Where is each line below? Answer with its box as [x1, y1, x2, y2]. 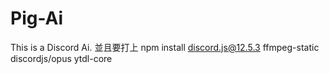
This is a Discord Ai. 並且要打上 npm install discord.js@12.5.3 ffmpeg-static [10, 41, 320, 53]
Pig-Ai [10, 7, 64, 30]
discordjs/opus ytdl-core [10, 52, 113, 64]
